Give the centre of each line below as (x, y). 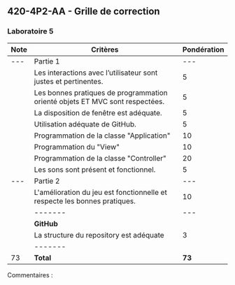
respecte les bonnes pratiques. (85, 200)
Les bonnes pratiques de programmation (101, 92)
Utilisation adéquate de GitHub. (85, 124)
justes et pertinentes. (69, 81)
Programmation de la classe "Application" (102, 136)
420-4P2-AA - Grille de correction (84, 12)
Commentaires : (30, 275)
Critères (105, 50)
